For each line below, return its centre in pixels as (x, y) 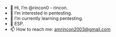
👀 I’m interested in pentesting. (41, 13)
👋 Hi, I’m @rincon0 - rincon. (39, 8)
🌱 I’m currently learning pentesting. (46, 18)
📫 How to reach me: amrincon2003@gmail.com (60, 29)
